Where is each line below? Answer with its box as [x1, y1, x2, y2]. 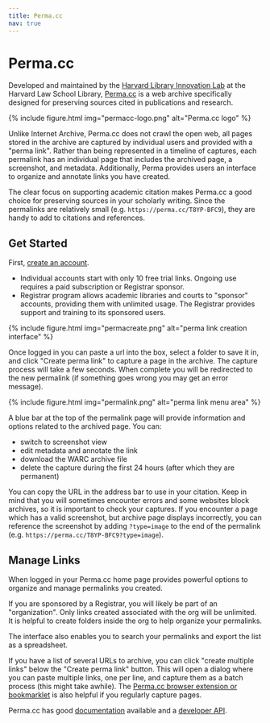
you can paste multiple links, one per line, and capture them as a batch [8, 673, 243, 683]
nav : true [8, 19, 42, 27]
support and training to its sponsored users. [19, 308, 166, 318]
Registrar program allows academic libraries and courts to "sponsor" [19, 291, 248, 301]
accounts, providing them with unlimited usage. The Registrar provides [19, 299, 255, 309]
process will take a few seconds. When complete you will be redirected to [8, 364, 253, 375]
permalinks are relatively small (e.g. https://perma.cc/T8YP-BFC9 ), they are [8, 205, 255, 214]
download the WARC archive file [19, 455, 127, 464]
